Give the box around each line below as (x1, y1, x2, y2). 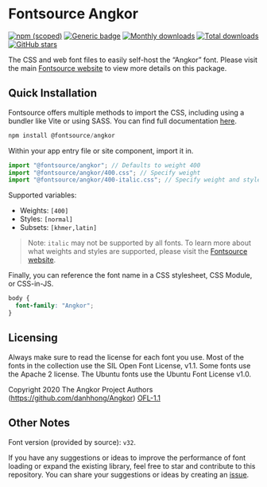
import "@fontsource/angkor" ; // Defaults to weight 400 (8, 161, 201, 169)
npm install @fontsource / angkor (8, 131, 115, 139)
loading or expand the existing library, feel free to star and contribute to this (8, 461, 256, 470)
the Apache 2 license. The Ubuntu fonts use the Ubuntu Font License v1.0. (8, 369, 252, 379)
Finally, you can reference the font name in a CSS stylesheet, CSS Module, (8, 271, 253, 280)
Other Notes (8, 416, 70, 430)
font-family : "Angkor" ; (15, 302, 94, 310)
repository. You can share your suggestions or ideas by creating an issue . (8, 469, 250, 479)
